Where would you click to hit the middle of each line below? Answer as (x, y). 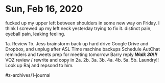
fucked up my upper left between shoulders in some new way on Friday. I (82, 23)
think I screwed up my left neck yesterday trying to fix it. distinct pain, (78, 28)
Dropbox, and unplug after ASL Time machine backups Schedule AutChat (82, 49)
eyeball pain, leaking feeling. (35, 34)
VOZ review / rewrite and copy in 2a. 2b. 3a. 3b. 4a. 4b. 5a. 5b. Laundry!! (82, 60)
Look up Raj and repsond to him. (39, 65)
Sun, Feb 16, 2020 (44, 9)
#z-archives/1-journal (28, 75)
